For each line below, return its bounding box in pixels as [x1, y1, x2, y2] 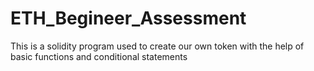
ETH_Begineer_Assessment [10, 7, 247, 30]
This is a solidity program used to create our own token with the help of [10, 40, 305, 52]
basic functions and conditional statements [10, 50, 188, 62]
